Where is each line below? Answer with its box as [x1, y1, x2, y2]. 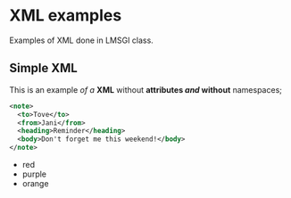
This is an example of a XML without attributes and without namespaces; [9, 84, 283, 95]
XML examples [9, 5, 122, 26]
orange [21, 178, 49, 188]
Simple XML [9, 61, 78, 76]
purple [21, 169, 47, 179]
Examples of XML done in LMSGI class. [9, 35, 154, 45]
